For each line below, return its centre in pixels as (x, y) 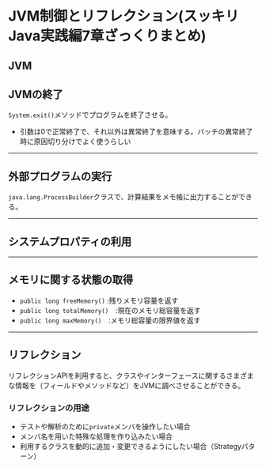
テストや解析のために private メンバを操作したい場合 (105, 426)
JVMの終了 (36, 94)
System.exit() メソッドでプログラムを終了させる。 (90, 115)
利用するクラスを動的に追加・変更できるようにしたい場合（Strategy (130, 446)
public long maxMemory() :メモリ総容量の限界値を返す (110, 320)
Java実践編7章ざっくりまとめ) (107, 36)
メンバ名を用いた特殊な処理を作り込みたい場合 (96, 436)
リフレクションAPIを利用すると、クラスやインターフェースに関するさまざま (131, 376)
